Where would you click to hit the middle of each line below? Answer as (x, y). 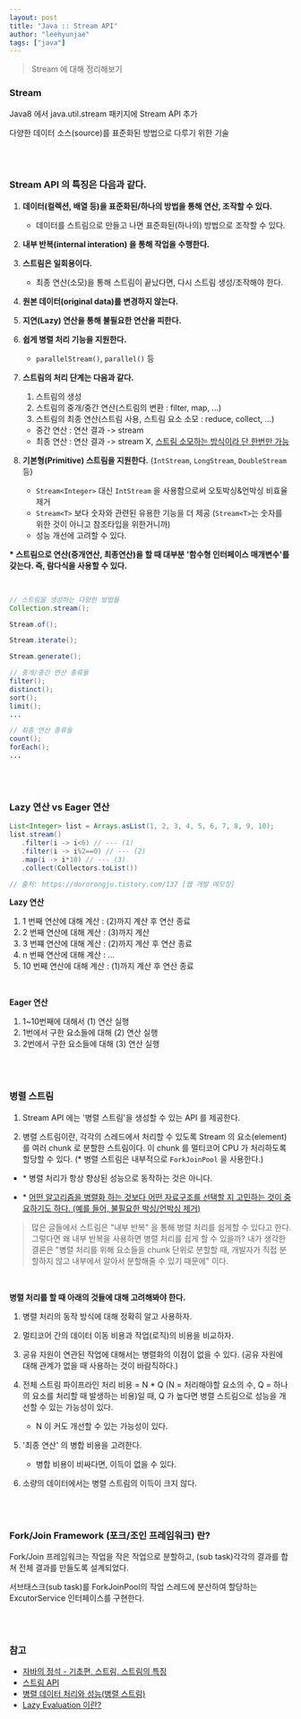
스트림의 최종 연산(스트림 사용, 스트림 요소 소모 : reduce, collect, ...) (155, 418)
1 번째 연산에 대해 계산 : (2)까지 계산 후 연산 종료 (106, 921)
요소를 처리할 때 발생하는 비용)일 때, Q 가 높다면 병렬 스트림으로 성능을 (155, 1396)
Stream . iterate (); (43, 640)
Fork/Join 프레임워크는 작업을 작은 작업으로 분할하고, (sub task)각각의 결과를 (144, 1556)
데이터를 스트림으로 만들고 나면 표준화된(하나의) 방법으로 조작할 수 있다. (160, 225)
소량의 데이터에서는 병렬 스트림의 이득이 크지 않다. (109, 1483)
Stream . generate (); (46, 657)
